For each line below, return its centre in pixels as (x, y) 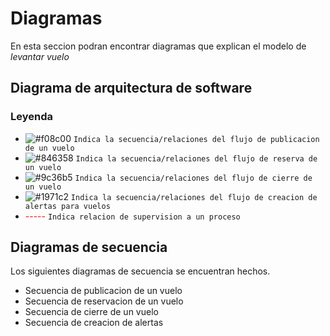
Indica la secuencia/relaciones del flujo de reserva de (196, 158)
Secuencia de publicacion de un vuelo (103, 291)
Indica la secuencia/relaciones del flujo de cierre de (193, 178)
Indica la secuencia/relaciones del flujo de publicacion (196, 139)
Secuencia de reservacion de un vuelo (104, 301)
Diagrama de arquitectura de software (131, 88)
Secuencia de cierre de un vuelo (91, 312)
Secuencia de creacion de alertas (94, 323)
